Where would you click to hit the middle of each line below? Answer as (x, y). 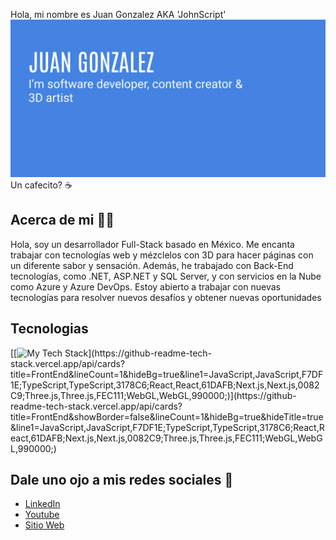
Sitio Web (44, 525)
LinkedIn (42, 504)
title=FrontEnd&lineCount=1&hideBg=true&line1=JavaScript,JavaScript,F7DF (167, 374)
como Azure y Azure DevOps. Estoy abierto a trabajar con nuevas (145, 286)
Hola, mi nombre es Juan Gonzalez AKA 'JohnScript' (118, 14)
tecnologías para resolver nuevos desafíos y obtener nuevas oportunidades (166, 297)
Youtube (42, 515)
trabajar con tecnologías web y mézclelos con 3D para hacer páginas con (162, 255)
